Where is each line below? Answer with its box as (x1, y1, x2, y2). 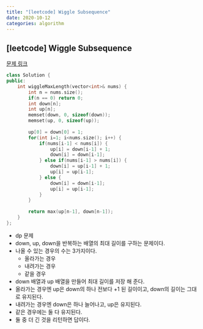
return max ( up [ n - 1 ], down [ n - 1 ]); (28, 209, 114, 215)
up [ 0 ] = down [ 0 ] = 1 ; (28, 129, 84, 135)
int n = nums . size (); (28, 89, 84, 95)
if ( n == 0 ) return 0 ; (28, 95, 84, 101)
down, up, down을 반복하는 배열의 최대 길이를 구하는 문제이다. (15, 239, 165, 246)
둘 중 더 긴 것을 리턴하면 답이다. (15, 316, 90, 323)
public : (6, 78, 26, 84)
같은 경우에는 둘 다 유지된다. (15, 308, 83, 316)
